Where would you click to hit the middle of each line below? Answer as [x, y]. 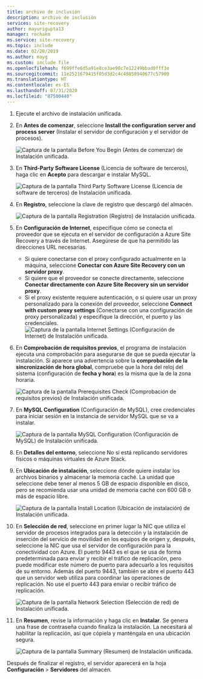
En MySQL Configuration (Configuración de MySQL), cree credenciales [105, 410]
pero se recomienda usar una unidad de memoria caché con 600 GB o [103, 490]
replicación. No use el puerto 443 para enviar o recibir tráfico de [96, 584]
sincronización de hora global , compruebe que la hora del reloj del [99, 367]
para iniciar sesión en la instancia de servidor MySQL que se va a [97, 416]
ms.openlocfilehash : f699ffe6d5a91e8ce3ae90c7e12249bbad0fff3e [88, 68]
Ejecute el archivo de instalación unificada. [69, 113]
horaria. [25, 379]
